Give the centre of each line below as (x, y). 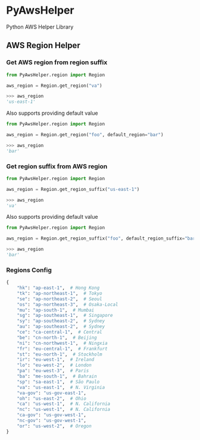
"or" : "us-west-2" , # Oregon (54, 426)
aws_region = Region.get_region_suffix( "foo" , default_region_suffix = (96, 238)
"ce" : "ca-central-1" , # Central (60, 332)
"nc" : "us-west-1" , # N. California (64, 410)
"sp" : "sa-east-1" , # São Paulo (58, 382)
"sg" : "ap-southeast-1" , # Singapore (65, 316)
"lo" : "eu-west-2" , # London (54, 365)
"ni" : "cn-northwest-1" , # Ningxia (62, 343)
